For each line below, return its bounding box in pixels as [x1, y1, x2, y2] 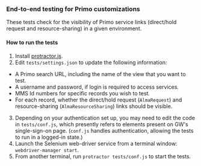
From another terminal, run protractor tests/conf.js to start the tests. [14, 153, 191, 160]
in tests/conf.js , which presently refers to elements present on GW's [14, 120, 188, 128]
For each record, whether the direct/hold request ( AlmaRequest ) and [14, 96, 182, 103]
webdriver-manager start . [14, 146, 79, 153]
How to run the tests [6, 39, 58, 46]
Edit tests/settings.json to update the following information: [14, 59, 167, 66]
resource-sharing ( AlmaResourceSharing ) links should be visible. [14, 102, 173, 110]
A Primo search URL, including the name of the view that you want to [14, 70, 186, 77]
